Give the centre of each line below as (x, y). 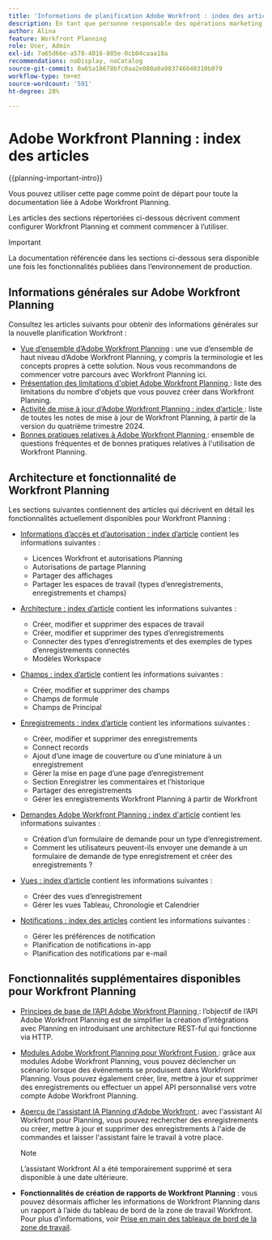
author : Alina (32, 31)
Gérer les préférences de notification (93, 936)
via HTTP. (36, 1037)
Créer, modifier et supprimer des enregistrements (115, 738)
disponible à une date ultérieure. (74, 1177)
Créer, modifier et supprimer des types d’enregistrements (128, 632)
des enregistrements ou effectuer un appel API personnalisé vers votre (138, 1087)
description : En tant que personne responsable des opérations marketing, (137, 24)
